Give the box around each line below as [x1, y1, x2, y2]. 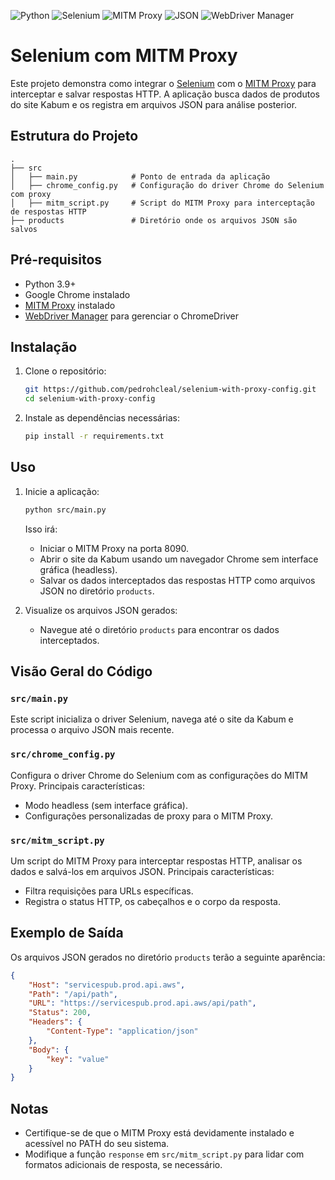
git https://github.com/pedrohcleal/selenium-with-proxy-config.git [24, 385, 317, 395]
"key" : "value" [46, 1054, 110, 1064]
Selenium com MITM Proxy [10, 45, 238, 67]
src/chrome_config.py [10, 749, 116, 760]
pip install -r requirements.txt [24, 431, 165, 442]
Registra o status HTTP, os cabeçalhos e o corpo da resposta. [24, 895, 281, 907]
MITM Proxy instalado [24, 299, 116, 311]
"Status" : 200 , [28, 1008, 92, 1018]
